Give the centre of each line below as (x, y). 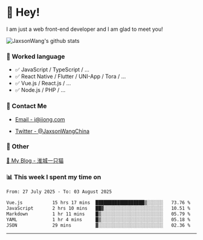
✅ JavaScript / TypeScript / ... (52, 70)
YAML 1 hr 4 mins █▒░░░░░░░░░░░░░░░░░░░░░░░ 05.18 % (98, 219)
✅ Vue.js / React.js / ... (43, 83)
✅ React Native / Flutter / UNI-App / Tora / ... (70, 76)
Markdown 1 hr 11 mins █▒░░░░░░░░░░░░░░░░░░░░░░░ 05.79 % (98, 214)
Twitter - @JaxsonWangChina (52, 131)
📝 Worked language (36, 56)
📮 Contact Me (27, 106)
